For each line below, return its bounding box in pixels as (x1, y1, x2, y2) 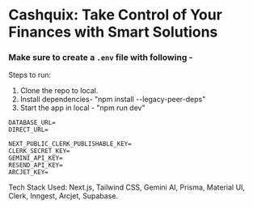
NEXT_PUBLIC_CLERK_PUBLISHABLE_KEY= (8, 140, 132, 148)
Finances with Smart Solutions (8, 23, 218, 41)
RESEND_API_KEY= (8, 161, 63, 169)
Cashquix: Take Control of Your (8, 6, 222, 24)
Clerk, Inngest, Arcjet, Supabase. (8, 191, 119, 201)
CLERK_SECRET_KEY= (8, 147, 70, 156)
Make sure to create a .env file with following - (8, 52, 193, 63)
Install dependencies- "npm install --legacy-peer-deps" (19, 95, 206, 104)
